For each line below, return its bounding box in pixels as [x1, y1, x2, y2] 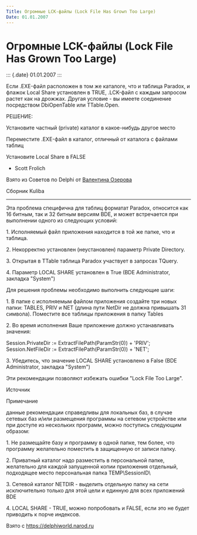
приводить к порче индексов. [6, 511, 81, 518]
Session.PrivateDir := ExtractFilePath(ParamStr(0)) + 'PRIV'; [6, 340, 151, 347]
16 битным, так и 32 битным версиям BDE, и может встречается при [6, 211, 178, 218]
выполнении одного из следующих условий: [6, 217, 118, 224]
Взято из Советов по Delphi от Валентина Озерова [6, 176, 133, 183]
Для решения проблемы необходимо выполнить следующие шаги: [6, 287, 175, 294]
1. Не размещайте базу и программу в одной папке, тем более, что [6, 439, 175, 446]
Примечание [6, 398, 38, 405]
